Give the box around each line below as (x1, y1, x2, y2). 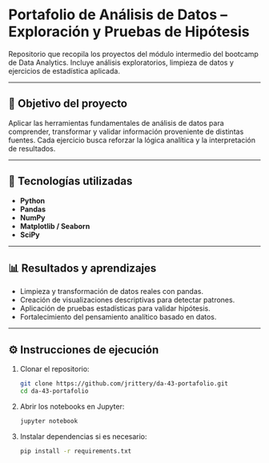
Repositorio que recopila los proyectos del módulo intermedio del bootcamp (8, 49, 259, 58)
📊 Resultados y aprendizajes (8, 261, 157, 275)
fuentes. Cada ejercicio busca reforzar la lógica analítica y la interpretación (8, 135, 256, 145)
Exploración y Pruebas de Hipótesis (8, 22, 250, 41)
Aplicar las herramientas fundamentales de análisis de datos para (8, 118, 224, 127)
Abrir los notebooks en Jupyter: (19, 401, 125, 411)
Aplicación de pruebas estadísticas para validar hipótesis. (19, 304, 211, 313)
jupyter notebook (19, 417, 78, 425)
